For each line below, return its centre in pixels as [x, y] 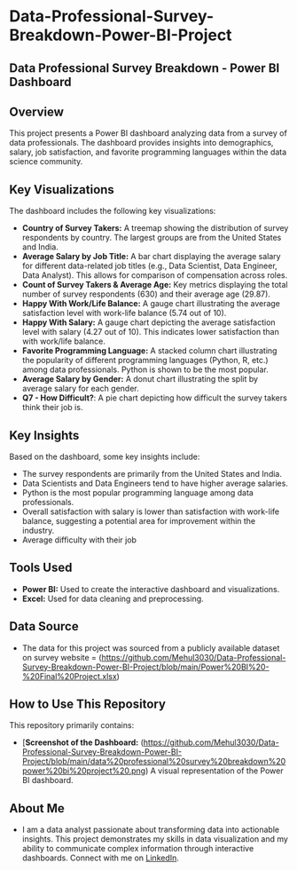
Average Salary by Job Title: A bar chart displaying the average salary [151, 257]
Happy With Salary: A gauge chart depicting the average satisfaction [149, 322]
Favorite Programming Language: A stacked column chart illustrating [149, 351]
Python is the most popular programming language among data [138, 493]
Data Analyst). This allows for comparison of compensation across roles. [155, 275]
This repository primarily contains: [72, 725]
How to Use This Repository [88, 705]
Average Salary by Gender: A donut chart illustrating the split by [140, 379]
